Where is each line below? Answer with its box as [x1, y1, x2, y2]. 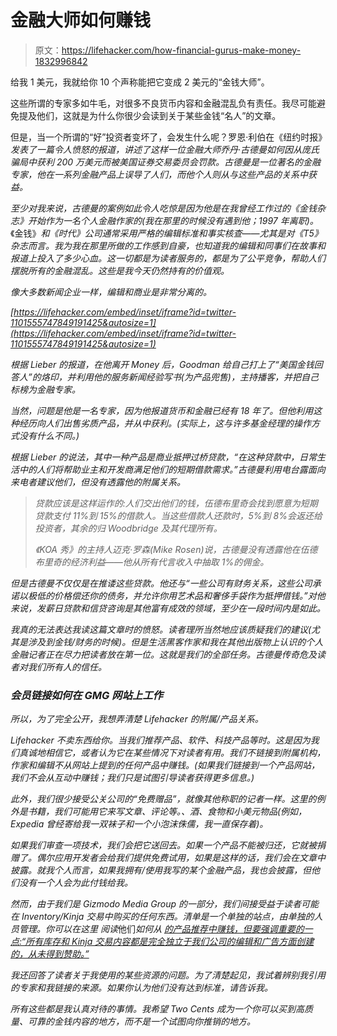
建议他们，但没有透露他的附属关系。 [36, 476, 186, 488]
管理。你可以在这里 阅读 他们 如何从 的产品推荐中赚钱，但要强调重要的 [18, 923, 305, 935]
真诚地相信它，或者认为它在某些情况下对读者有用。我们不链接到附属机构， [18, 747, 326, 759]
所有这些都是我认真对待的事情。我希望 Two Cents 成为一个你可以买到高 [10, 1003, 305, 1015]
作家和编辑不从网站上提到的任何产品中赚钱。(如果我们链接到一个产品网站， [10, 759, 321, 771]
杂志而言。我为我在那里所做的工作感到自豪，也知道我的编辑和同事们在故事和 [10, 239, 326, 251]
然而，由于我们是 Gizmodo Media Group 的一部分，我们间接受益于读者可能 [10, 898, 319, 910]
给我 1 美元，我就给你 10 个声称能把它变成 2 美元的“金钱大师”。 [10, 76, 270, 88]
